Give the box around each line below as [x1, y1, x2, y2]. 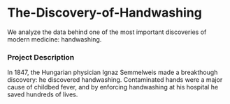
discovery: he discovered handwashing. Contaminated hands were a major [7, 76, 223, 84]
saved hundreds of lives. [7, 90, 78, 98]
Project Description [7, 52, 75, 62]
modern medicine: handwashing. [7, 35, 102, 43]
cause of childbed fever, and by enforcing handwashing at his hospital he [7, 83, 219, 92]
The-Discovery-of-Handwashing [7, 5, 203, 21]
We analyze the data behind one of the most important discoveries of [7, 28, 207, 36]
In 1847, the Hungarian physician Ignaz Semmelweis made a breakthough [7, 68, 218, 77]
